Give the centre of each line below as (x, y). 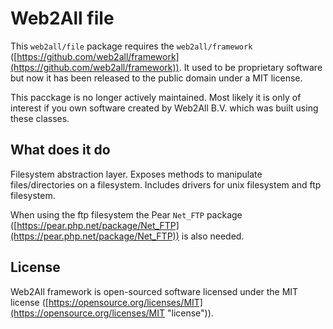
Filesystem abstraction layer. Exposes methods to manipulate (136, 174)
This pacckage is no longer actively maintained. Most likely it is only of (156, 97)
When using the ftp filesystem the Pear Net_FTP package (126, 214)
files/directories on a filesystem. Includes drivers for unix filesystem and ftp (166, 184)
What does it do (60, 150)
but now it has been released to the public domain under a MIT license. (156, 78)
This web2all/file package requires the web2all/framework (131, 46)
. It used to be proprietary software (250, 67)
